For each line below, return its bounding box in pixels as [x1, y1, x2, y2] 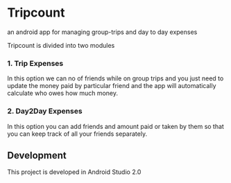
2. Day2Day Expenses [7, 106, 83, 116]
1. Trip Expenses [7, 58, 64, 68]
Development [7, 149, 67, 161]
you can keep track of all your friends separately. [7, 130, 148, 138]
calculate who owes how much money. [7, 89, 119, 98]
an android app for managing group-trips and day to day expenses [7, 28, 198, 36]
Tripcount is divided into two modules [7, 41, 115, 49]
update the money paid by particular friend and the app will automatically [7, 82, 216, 90]
